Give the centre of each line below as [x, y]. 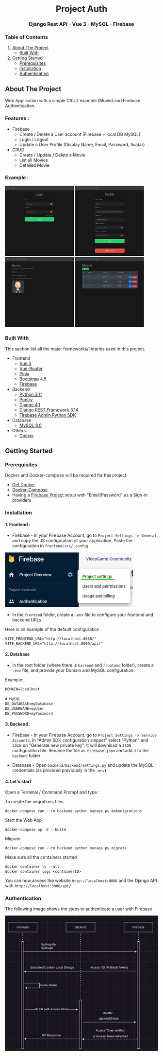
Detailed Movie [34, 165]
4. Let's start [18, 781]
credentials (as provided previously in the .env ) [59, 770]
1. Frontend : [18, 524]
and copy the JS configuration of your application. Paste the [72, 540]
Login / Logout [34, 139]
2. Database [17, 654]
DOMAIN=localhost [23, 689]
